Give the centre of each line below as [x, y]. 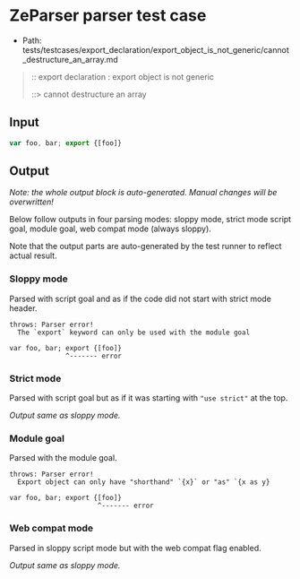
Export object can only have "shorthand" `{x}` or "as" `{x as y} [144, 482]
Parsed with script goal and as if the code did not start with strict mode [140, 298]
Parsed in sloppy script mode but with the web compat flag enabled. [135, 548]
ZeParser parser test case [108, 16]
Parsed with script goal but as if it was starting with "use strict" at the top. [149, 398]
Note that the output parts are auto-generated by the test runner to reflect [146, 246]
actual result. [33, 255]
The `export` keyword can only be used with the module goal [134, 333]
